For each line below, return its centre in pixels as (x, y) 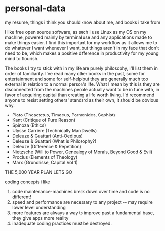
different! (22, 197)
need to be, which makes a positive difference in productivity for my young (82, 53)
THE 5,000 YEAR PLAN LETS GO (39, 172)
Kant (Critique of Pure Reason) (44, 120)
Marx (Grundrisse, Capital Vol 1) (45, 162)
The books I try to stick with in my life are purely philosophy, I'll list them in (82, 68)
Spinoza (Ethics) (29, 125)
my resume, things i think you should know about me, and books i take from (83, 22)
